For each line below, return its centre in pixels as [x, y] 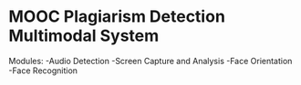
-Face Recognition [43, 71]
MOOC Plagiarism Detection [117, 17]
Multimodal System [84, 36]
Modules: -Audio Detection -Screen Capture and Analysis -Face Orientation [150, 61]
